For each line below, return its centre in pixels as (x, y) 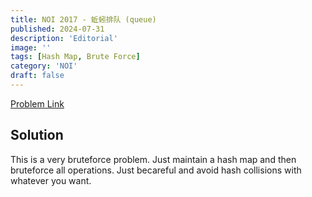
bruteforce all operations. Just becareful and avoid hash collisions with (156, 170)
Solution (37, 135)
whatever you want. (51, 180)
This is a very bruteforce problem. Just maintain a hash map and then (153, 159)
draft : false (37, 76)
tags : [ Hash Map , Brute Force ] (75, 57)
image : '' (31, 47)
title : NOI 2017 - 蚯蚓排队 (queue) (83, 19)
